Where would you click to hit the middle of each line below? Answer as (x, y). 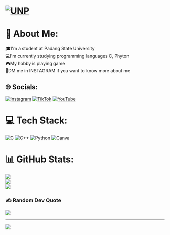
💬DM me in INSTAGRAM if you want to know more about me (68, 71)
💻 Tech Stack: (36, 120)
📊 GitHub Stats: (40, 159)
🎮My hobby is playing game (35, 64)
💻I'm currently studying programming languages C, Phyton (67, 56)
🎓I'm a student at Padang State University (50, 49)
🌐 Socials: (22, 87)
